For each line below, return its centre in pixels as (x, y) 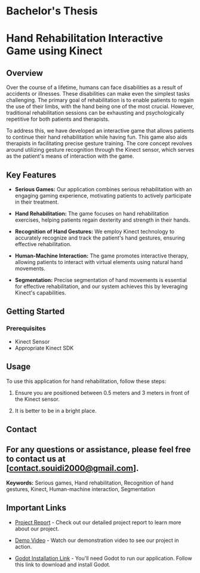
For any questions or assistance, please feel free (99, 450)
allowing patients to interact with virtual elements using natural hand (99, 262)
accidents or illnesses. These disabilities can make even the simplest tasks (98, 94)
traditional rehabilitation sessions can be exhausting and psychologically (95, 113)
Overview (25, 73)
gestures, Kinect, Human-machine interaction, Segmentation (81, 489)
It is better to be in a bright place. (56, 410)
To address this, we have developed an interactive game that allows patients (100, 131)
